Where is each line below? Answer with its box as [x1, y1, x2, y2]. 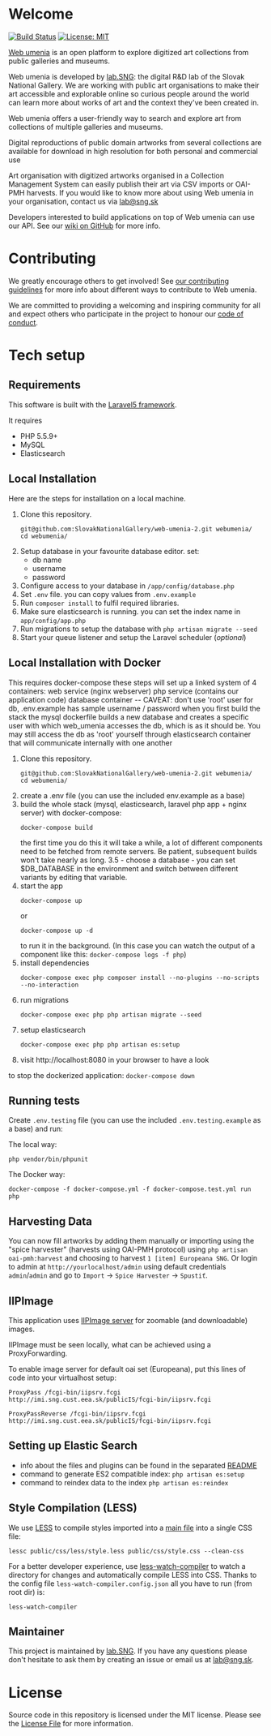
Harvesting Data [8, 1214, 93, 1228]
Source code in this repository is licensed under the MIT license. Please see [8, 1710, 261, 1720]
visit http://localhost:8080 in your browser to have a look [19, 1055, 210, 1064]
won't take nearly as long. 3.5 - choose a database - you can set [19, 855, 236, 865]
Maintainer [8, 1624, 65, 1639]
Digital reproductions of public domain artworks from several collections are [8, 137, 262, 147]
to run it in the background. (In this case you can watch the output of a [19, 940, 256, 950]
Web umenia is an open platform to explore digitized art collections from [8, 47, 249, 57]
